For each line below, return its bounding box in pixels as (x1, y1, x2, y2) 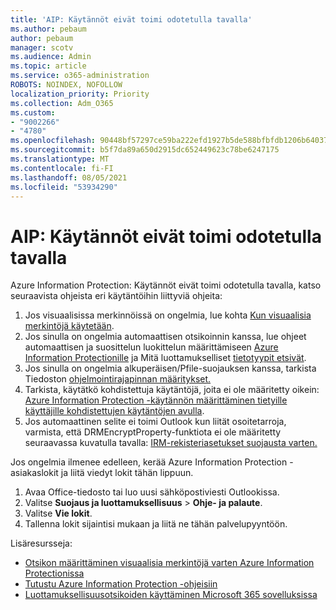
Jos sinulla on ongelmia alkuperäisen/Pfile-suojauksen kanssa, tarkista (24, 362, 317, 375)
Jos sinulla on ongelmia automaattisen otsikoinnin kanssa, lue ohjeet (24, 331, 307, 343)
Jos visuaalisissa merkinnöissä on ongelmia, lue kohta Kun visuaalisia (24, 309, 312, 321)
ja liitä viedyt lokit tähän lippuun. (60, 467, 194, 479)
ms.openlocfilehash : (10, 136, 97, 146)
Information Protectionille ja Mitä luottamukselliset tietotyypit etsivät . (24, 352, 307, 364)
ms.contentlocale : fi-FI (10, 163, 114, 173)
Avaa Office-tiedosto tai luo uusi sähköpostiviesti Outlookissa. (24, 486, 280, 498)
